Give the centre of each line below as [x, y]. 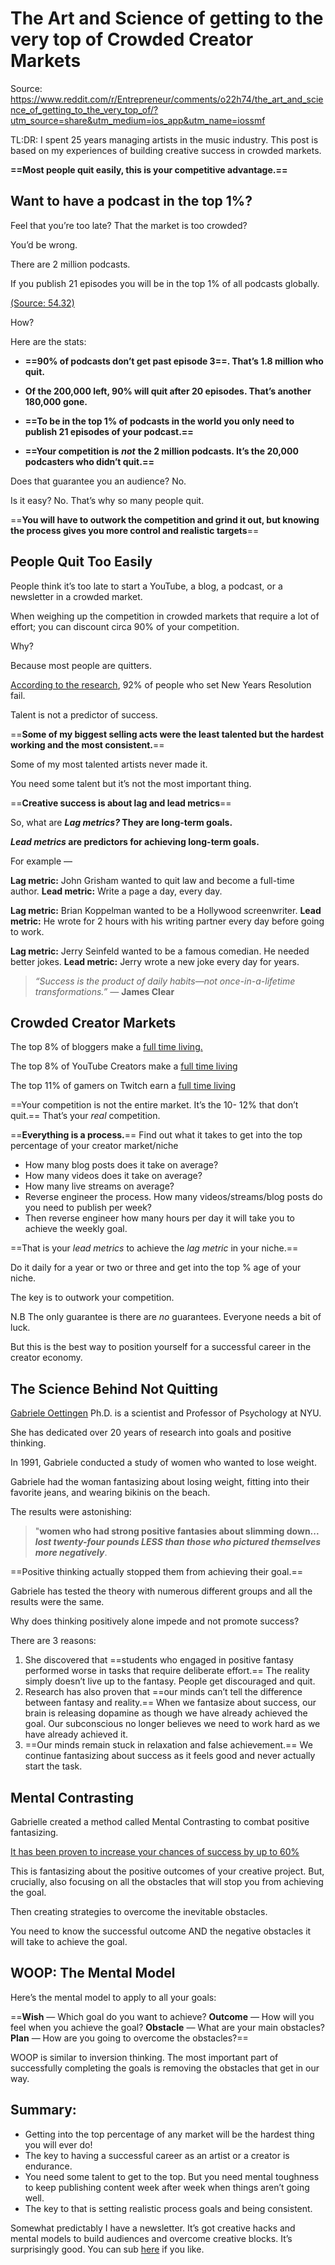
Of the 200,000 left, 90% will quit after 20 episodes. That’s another [168, 391]
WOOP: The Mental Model [93, 1973]
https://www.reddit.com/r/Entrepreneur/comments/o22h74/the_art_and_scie [167, 99]
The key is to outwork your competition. [92, 1298]
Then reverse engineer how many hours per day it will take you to [159, 1218]
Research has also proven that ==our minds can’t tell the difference [163, 1692]
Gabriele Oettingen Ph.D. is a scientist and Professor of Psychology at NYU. [166, 1413]
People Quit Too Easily [81, 562]
